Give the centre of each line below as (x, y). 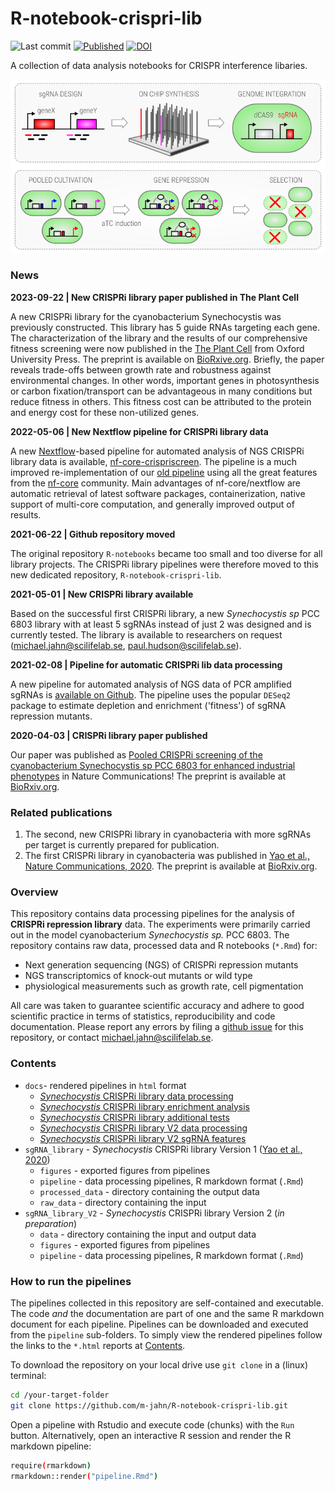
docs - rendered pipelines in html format (105, 1085)
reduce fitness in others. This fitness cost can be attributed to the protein (161, 401)
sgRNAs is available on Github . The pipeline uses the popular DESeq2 (151, 694)
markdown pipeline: (51, 1446)
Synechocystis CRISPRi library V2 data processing (143, 1128)
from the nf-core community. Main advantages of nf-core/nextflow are (155, 483)
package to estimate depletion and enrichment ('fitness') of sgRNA (148, 705)
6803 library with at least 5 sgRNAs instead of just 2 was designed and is (161, 624)
